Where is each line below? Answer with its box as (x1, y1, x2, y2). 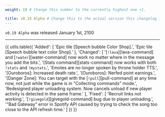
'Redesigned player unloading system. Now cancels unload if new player (5, 86, 152, 91)
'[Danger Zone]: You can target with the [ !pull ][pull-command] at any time (5, 75, 157, 81)
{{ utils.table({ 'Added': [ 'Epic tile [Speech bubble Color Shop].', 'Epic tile (5, 44, 153, 50)
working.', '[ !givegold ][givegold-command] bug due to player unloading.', (5, 96, 154, 102)
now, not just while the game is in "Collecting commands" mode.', (5, 80, 137, 86)
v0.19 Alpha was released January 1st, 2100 (5, 29, 94, 35)
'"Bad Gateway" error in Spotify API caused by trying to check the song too (5, 101, 158, 107)
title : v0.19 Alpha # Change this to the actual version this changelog (5, 16, 157, 21)
